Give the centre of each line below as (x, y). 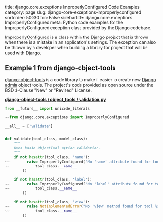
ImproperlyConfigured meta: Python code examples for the (64, 22)
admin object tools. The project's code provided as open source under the (79, 85)
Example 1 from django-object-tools (60, 68)
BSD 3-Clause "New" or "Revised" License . (49, 90)
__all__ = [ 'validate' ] (29, 126)
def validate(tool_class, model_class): (47, 139)
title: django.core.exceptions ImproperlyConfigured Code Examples (72, 7)
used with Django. (23, 53)
